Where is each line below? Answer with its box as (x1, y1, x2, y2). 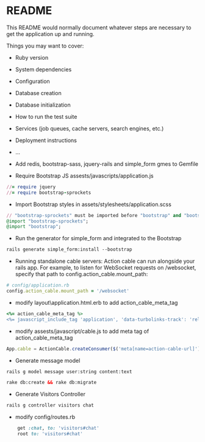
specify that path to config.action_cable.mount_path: (15, 271, 148, 278)
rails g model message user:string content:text (6, 368, 132, 375)
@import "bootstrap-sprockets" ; (6, 218, 88, 224)
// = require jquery (6, 184, 56, 190)
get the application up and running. (6, 30, 95, 37)
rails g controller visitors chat (6, 402, 95, 408)
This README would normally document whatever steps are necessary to (6, 24, 192, 31)
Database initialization (15, 101, 71, 109)
